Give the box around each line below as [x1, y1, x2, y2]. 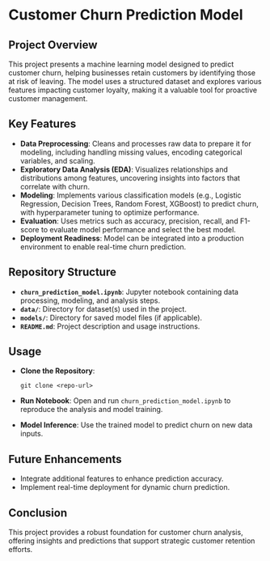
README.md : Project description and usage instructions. [19, 321, 200, 331]
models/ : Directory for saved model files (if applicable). [19, 312, 203, 322]
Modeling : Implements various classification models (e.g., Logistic [19, 190, 242, 200]
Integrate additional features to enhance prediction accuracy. [19, 474, 224, 483]
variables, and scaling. [19, 155, 95, 165]
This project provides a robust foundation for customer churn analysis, [8, 528, 244, 538]
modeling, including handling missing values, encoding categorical [19, 147, 243, 157]
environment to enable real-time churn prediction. [19, 241, 187, 252]
